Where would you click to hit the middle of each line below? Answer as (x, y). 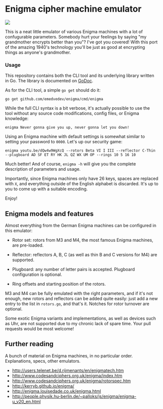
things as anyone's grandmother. (38, 52)
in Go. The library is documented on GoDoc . (49, 81)
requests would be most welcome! (39, 329)
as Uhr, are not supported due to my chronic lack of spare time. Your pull (78, 324)
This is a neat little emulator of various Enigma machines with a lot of (74, 31)
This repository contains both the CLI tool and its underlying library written (80, 76)
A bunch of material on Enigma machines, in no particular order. (69, 356)
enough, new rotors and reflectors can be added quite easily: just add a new (81, 299)
